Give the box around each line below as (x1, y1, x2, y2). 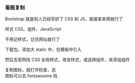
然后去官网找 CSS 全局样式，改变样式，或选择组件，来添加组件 (5, 57, 130, 63)
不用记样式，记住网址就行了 (5, 36, 60, 42)
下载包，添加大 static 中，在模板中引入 (5, 47, 82, 52)
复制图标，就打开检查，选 (5, 67, 56, 73)
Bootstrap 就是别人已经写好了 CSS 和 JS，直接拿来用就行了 (5, 16, 123, 22)
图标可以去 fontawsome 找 (5, 73, 58, 79)
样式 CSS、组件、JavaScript (5, 26, 62, 32)
